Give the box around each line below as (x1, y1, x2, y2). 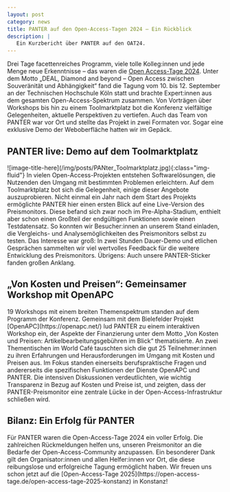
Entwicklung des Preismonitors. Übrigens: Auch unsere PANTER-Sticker (7, 251, 211, 259)
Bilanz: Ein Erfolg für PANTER (7, 415, 135, 427)
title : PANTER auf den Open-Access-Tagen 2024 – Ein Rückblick (7, 25, 192, 32)
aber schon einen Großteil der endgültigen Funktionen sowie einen (7, 214, 196, 223)
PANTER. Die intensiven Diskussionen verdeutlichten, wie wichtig (7, 373, 192, 381)
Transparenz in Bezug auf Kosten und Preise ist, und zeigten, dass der (7, 380, 206, 388)
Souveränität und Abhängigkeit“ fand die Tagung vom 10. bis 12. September (7, 82, 221, 90)
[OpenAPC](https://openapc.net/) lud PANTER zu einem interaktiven (7, 322, 200, 330)
